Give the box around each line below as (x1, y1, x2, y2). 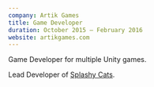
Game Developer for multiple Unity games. (8, 55, 147, 64)
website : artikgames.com (8, 33, 90, 42)
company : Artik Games (8, 11, 80, 20)
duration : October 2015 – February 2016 (8, 26, 144, 34)
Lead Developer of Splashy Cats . (8, 70, 115, 79)
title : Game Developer (8, 19, 83, 27)
